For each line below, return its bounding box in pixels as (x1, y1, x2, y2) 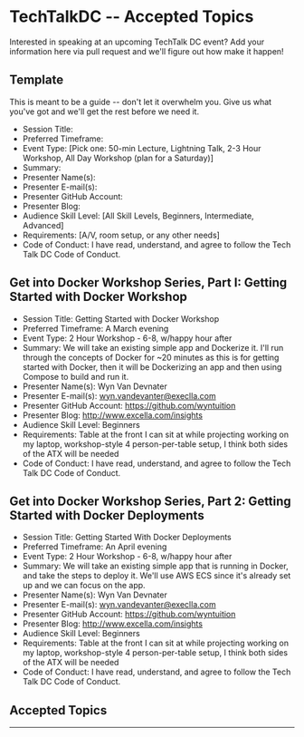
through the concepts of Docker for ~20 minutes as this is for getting (22, 352, 280, 363)
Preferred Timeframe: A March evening (22, 323, 169, 334)
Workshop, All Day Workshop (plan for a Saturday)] (22, 152, 214, 163)
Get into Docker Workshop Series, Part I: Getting (9, 275, 288, 291)
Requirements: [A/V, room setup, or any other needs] (22, 229, 220, 240)
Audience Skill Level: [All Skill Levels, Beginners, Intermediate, (22, 210, 255, 221)
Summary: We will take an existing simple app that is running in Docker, (22, 560, 289, 572)
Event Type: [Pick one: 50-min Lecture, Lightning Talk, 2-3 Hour (22, 142, 261, 153)
